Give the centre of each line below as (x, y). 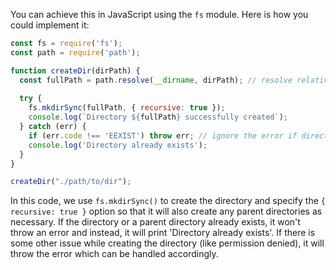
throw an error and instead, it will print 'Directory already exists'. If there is (163, 233)
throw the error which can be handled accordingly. (114, 254)
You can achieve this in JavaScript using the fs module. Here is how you (159, 14)
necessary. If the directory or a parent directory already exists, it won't (155, 222)
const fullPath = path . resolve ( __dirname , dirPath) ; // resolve (156, 80)
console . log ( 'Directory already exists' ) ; (118, 145)
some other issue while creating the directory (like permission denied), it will (167, 243)
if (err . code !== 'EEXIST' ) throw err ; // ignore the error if (163, 135)
